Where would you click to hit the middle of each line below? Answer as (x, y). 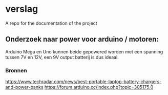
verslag (22, 9)
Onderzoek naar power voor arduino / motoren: (82, 39)
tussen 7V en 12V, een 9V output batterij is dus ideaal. (62, 57)
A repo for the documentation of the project (51, 23)
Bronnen (16, 70)
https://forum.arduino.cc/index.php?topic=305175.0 (99, 87)
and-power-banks (24, 87)
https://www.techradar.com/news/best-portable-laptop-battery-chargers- (83, 82)
